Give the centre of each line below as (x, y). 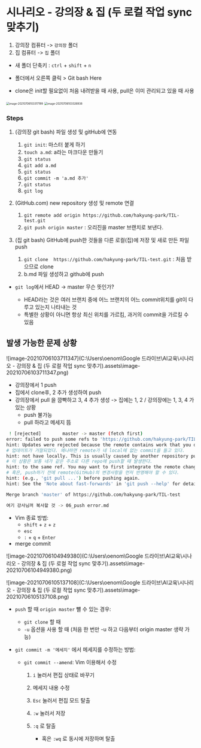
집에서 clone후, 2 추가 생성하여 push (58, 392)
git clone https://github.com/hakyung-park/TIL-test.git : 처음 (104, 259)
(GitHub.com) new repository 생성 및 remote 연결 (74, 203)
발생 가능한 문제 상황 (42, 343)
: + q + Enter (40, 537)
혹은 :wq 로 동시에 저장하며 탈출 (78, 738)
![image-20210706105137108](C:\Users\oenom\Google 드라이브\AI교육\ (93, 582)
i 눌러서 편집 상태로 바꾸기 (63, 675)
